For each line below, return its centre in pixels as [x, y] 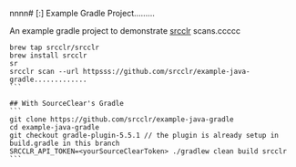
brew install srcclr [49, 56]
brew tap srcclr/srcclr [55, 47]
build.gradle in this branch [65, 143]
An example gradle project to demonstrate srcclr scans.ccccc [125, 31]
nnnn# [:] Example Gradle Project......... [82, 13]
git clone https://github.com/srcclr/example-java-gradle [122, 120]
